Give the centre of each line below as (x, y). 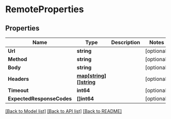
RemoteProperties (45, 9)
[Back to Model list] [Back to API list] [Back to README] (64, 111)
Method (18, 59)
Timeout (18, 90)
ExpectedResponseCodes (40, 99)
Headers (19, 79)
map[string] (92, 76)
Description (126, 42)
